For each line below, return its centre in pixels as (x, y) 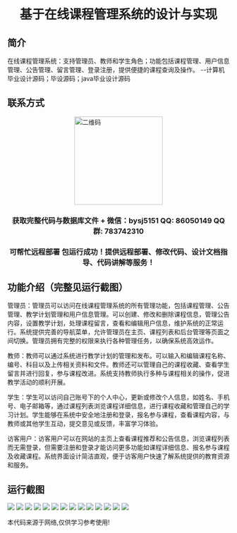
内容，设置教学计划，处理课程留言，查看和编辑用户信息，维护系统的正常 (112, 323)
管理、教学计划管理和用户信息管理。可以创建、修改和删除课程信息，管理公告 (119, 314)
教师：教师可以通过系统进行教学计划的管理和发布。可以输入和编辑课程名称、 (119, 356)
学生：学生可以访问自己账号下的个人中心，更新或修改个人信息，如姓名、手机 (119, 397)
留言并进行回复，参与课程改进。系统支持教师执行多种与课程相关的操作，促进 (119, 374)
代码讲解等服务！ (126, 262)
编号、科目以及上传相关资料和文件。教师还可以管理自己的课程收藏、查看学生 (119, 364)
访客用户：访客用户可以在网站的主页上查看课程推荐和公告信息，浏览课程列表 (119, 439)
